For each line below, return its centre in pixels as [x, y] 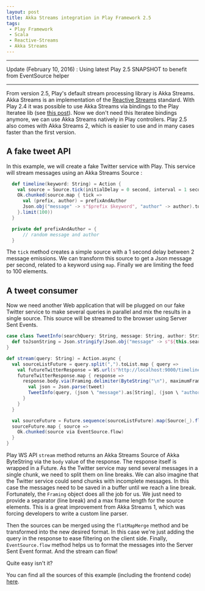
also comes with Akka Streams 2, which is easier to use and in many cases [100, 125]
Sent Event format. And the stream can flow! [62, 551]
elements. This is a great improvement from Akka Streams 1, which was [96, 507]
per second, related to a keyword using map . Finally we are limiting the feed [100, 265]
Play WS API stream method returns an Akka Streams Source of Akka [93, 455]
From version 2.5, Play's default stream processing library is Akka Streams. [101, 93]
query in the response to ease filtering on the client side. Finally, [87, 538]
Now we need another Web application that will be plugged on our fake [95, 306]
